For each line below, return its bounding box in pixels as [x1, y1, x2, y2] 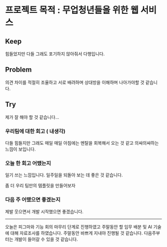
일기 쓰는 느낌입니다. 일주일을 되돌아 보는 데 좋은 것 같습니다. [5, 172, 123, 178]
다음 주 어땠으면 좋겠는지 [5, 196, 61, 203]
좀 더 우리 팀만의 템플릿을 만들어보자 [5, 182, 76, 189]
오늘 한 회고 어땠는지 [5, 160, 51, 166]
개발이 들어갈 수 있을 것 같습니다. [14, 236, 78, 242]
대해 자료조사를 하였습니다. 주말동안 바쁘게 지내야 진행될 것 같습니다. [10, 230, 143, 236]
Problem [5, 66, 32, 74]
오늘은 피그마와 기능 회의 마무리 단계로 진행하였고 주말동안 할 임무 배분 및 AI [5, 224, 153, 230]
